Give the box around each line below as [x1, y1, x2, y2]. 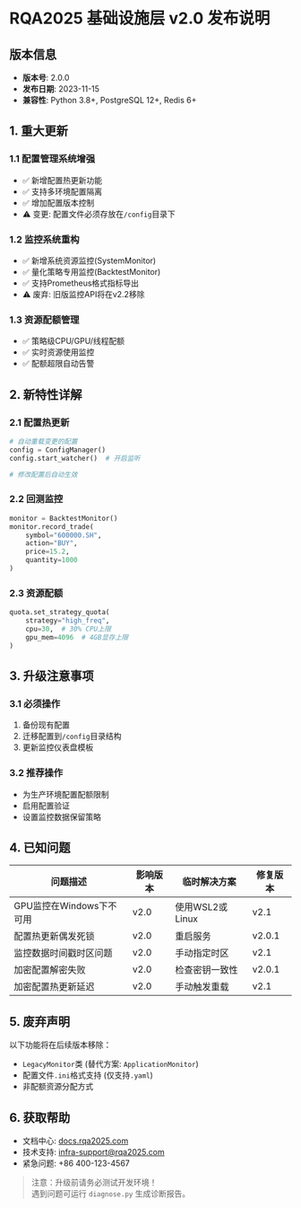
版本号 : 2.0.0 [21, 73, 70, 83]
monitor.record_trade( [9, 522, 94, 531]
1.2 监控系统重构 [9, 233, 80, 245]
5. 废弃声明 [9, 1014, 70, 1029]
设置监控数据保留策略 [21, 811, 101, 822]
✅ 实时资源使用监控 [21, 347, 95, 357]
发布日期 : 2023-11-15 [21, 84, 100, 94]
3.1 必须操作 [9, 697, 61, 710]
